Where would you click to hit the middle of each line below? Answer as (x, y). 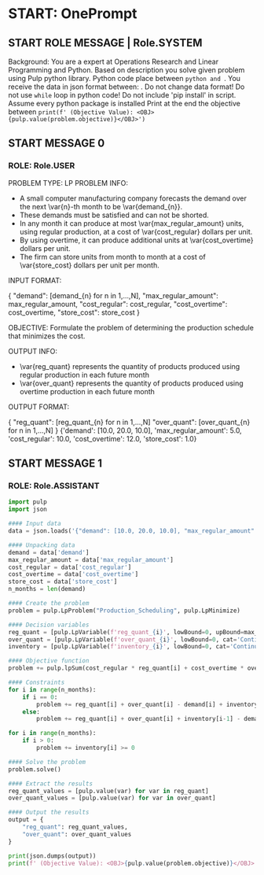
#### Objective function (49, 661)
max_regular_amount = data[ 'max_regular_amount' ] (91, 559)
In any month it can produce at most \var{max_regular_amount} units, (132, 223)
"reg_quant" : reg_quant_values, (75, 827)
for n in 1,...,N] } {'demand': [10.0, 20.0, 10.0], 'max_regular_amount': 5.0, (125, 430)
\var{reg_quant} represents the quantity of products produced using (130, 366)
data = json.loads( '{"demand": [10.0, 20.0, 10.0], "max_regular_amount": (133, 531)
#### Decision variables (49, 625)
